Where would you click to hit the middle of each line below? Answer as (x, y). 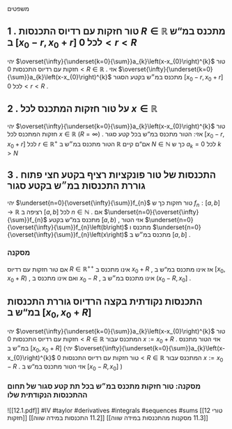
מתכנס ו (140, 227)
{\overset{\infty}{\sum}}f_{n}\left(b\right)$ (68, 227)
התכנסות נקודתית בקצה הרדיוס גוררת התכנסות (105, 302)
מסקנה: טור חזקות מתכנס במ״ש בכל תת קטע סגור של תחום (104, 387)
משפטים (18, 9)
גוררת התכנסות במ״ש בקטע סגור (76, 186)
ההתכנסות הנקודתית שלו (47, 395)
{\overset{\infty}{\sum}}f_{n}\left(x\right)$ (68, 235)
